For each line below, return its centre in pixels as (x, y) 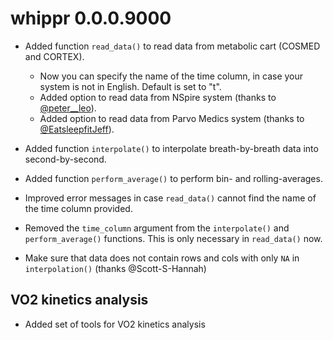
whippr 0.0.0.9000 (91, 18)
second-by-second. (65, 159)
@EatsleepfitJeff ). (77, 129)
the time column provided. (78, 208)
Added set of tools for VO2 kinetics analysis (115, 324)
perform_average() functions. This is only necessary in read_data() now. (173, 238)
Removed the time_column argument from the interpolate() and (157, 228)
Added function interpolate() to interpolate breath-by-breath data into (171, 148)
